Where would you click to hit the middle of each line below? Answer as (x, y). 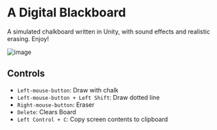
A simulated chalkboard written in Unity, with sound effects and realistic (109, 31)
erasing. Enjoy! (28, 38)
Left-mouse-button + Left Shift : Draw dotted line (88, 97)
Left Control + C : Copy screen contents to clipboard (92, 119)
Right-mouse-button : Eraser (56, 105)
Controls (26, 74)
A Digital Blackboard (67, 13)
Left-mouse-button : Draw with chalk (68, 90)
